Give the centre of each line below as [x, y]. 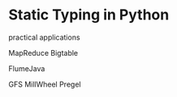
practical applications [44, 37]
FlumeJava [27, 68]
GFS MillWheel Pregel [45, 84]
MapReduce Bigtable [43, 53]
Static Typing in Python [89, 15]
